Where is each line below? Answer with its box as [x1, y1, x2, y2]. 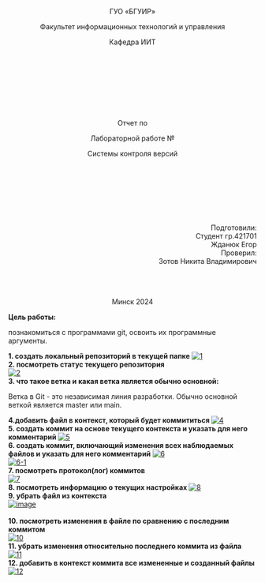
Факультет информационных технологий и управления [39, 22, 226, 31]
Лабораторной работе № [90, 134, 175, 143]
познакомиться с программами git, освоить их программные [8, 328, 217, 337]
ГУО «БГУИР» [109, 7, 156, 16]
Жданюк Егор [211, 240, 257, 249]
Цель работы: [8, 312, 57, 322]
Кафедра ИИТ [109, 37, 156, 47]
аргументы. [8, 336, 47, 345]
